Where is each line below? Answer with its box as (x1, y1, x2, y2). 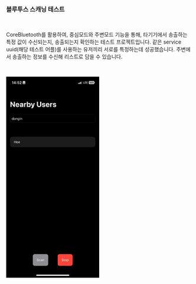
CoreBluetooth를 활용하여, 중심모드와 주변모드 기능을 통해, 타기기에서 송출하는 (6, 31, 188, 38)
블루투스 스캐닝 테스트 (6, 5, 65, 13)
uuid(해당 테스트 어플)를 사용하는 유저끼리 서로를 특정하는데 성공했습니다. (6, 46, 175, 53)
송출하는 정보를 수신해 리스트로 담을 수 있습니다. (12, 53, 123, 60)
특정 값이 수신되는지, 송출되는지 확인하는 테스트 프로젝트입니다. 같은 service (6, 38, 182, 45)
